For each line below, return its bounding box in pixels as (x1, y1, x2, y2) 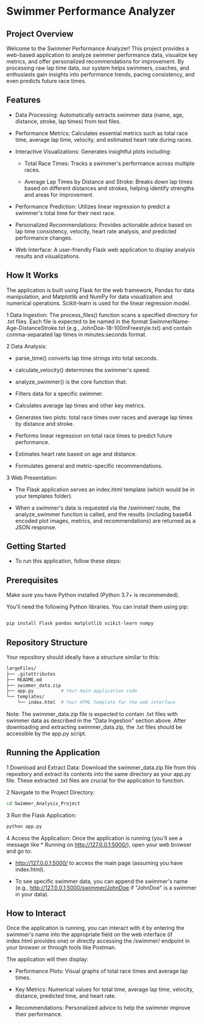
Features (6, 95, 41, 105)
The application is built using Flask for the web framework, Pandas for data (6, 286, 195, 294)
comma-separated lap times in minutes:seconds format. (6, 331, 147, 338)
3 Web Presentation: (6, 474, 58, 481)
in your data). (15, 890, 49, 898)
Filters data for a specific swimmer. (15, 390, 104, 397)
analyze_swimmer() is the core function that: (15, 378, 127, 386)
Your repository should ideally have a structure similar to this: (6, 653, 160, 660)
